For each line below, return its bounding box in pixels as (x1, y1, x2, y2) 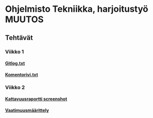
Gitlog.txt (5, 60, 25, 66)
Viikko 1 (5, 48, 24, 55)
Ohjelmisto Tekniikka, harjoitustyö (5, 3, 149, 15)
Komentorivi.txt (5, 71, 38, 77)
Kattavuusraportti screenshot (5, 96, 67, 102)
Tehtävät (5, 33, 33, 42)
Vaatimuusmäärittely (5, 107, 49, 113)
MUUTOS (5, 14, 44, 25)
